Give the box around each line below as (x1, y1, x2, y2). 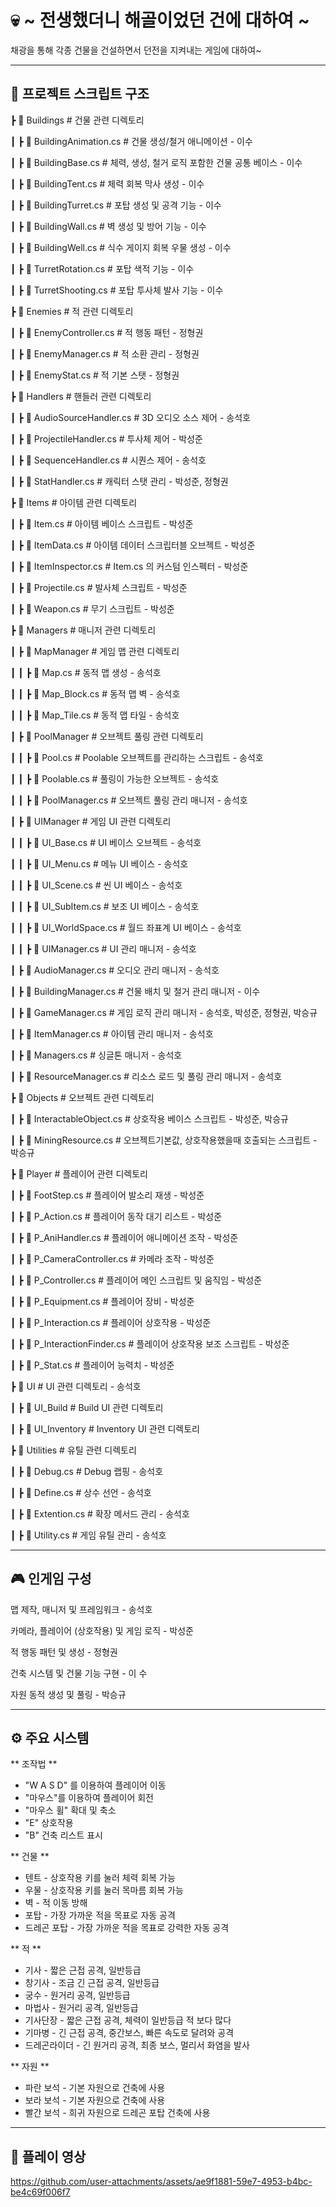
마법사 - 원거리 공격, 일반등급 (24, 2002, 139, 2014)
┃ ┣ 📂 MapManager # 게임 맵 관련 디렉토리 (10, 645, 180, 657)
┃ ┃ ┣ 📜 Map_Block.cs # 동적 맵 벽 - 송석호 (10, 687, 181, 700)
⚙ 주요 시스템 (10, 1729, 90, 1746)
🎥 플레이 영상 (10, 2148, 87, 2165)
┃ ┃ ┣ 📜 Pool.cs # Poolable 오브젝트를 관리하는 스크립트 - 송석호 (10, 751, 264, 763)
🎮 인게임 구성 (10, 1571, 92, 1588)
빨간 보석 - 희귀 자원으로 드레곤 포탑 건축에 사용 (24, 2107, 211, 2119)
